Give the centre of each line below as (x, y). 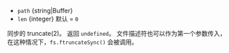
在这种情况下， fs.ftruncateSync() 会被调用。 (73, 42)
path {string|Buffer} (45, 11)
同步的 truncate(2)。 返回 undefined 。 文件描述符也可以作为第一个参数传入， (117, 33)
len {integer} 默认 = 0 (48, 19)
